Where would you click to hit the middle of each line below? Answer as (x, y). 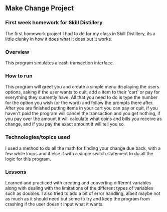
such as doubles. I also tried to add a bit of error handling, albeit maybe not (83, 193)
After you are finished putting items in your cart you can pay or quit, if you (81, 108)
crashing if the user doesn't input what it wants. (54, 204)
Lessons (16, 172)
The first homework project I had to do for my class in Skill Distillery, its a (80, 33)
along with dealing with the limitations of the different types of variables (79, 188)
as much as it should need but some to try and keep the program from (78, 198)
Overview (17, 52)
